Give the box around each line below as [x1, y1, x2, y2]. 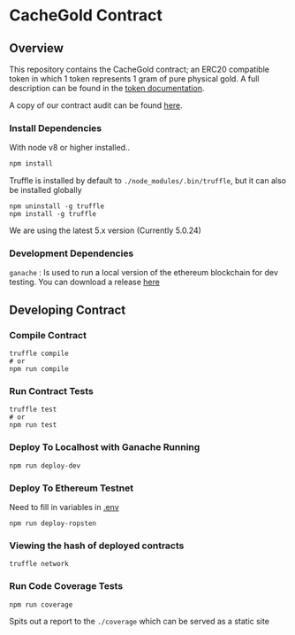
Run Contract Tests [9, 385, 95, 398]
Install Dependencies [9, 121, 102, 134]
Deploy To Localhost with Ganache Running [9, 441, 200, 453]
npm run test [9, 421, 57, 430]
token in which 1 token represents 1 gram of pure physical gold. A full [9, 74, 260, 84]
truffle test [9, 405, 57, 414]
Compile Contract [9, 329, 87, 341]
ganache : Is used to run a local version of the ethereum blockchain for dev [9, 267, 278, 278]
